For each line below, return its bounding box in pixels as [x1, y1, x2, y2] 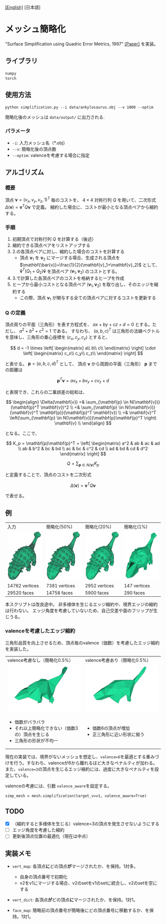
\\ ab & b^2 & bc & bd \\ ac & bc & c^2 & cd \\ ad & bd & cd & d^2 [18, 445, 148, 451]
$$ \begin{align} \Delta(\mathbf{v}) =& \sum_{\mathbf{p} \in [5, 399, 129, 405]
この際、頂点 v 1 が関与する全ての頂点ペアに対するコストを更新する [19, 295, 157, 302]
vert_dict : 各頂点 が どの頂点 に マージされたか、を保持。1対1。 [12, 897, 138, 903]
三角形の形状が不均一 [14, 737, 58, 743]
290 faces [124, 590, 145, 596]
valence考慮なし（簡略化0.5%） [7, 657, 74, 663]
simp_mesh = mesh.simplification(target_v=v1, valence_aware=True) [5, 793, 147, 798]
